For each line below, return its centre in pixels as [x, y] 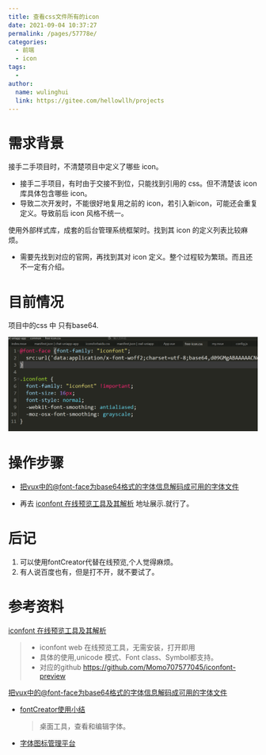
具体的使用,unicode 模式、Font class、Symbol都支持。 [129, 657]
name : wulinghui [42, 92]
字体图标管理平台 [47, 743]
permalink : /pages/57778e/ [53, 33]
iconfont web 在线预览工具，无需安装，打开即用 [117, 647]
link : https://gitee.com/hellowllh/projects [90, 100]
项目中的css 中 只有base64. [53, 325]
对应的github [60, 667]
